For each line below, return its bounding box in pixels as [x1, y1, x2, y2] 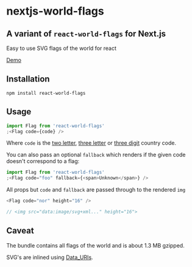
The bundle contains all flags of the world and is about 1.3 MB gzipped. [6, 241, 185, 249]
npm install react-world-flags [6, 90, 86, 96]
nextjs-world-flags [6, 4, 105, 18]
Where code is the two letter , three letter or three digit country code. [6, 139, 177, 147]
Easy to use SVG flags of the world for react [6, 44, 117, 52]
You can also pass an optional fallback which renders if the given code [6, 151, 186, 159]
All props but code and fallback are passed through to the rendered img [6, 186, 186, 193]
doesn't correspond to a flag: [6, 158, 80, 165]
